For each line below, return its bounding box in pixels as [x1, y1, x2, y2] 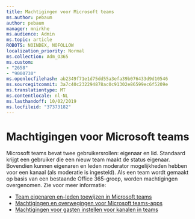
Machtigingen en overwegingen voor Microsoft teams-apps [14, 200, 163, 207]
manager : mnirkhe [6, 25, 50, 32]
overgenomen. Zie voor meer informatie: [6, 182, 107, 189]
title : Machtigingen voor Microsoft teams [6, 8, 114, 15]
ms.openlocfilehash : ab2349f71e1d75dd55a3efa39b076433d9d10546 [6, 76, 169, 82]
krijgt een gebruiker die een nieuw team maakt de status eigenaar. [6, 156, 170, 163]
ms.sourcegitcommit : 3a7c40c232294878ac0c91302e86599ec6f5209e [6, 82, 169, 88]
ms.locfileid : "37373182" [6, 103, 71, 110]
